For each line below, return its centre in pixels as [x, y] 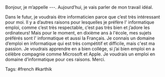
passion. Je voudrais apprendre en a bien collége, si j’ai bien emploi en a [80, 49]
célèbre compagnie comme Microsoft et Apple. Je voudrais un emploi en [80, 54]
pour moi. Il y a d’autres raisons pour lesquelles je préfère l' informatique [80, 22]
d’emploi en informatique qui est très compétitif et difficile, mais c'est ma [80, 43]
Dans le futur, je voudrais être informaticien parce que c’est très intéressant [83, 17]
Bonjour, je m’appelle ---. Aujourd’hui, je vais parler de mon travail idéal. [79, 7]
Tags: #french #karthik [29, 69]
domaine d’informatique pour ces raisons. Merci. [55, 59]
